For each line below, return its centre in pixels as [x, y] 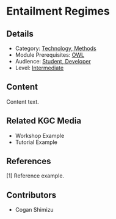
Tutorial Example [36, 142]
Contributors [31, 195]
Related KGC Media [44, 121]
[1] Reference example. [35, 176]
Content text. [23, 101]
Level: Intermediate [39, 68]
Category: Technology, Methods [56, 48]
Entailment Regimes [58, 11]
